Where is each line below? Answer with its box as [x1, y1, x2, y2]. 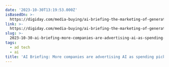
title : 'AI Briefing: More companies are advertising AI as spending [5, 54, 154, 59]
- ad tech [10, 45, 30, 50]
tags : [5, 40, 17, 45]
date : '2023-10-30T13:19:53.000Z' [5, 7, 78, 13]
